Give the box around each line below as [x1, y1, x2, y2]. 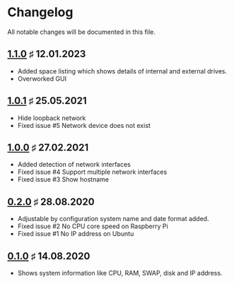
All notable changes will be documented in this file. [7, 28, 156, 36]
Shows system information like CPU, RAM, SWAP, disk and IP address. [17, 269, 223, 277]
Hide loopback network [17, 114, 86, 122]
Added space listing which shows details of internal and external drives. [17, 66, 228, 75]
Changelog [7, 4, 74, 20]
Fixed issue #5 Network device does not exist [17, 121, 151, 129]
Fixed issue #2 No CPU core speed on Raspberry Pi [17, 222, 168, 230]
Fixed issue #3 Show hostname [17, 175, 110, 184]
